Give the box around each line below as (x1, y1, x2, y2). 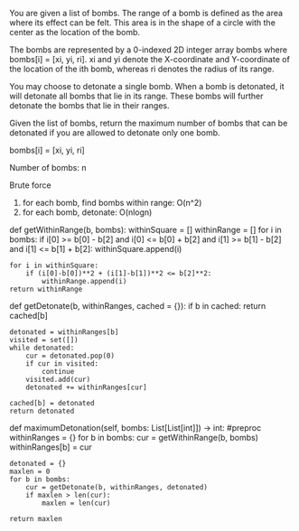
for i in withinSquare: (9, 261, 99, 270)
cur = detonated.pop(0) (25, 351, 116, 360)
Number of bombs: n (9, 163, 87, 172)
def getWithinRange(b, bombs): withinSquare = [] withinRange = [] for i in (9, 225, 282, 235)
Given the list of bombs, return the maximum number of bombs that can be (9, 117, 288, 128)
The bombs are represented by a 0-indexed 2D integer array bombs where (9, 44, 287, 55)
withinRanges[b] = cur (9, 442, 92, 452)
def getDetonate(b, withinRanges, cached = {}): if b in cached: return (9, 301, 266, 311)
